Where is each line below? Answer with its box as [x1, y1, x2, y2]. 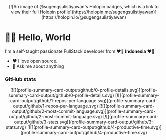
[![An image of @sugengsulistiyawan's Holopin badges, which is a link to [9, 4, 159, 9]
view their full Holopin [11, 9, 56, 15]
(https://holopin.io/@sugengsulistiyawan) [41, 14, 126, 20]
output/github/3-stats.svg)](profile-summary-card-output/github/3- [14, 119, 154, 125]
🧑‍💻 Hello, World [5, 32, 71, 43]
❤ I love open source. [12, 58, 58, 64]
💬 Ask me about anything [12, 63, 64, 69]
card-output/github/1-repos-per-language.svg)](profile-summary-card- [10, 98, 158, 104]
